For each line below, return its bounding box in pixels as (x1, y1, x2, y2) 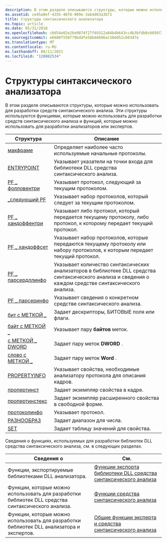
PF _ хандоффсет (7, 244, 48, 251)
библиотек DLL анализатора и (7, 524, 81, 531)
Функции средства (94, 490, 140, 497)
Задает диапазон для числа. (54, 417, 122, 424)
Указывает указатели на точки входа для (54, 158, 153, 165)
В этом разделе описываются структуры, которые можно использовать (5, 102, 159, 108)
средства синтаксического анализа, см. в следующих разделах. (5, 443, 143, 449)
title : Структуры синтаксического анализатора (5, 16, 103, 21)
